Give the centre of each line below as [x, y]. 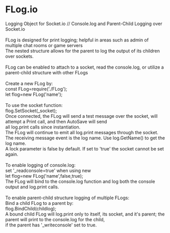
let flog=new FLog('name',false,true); [44, 176]
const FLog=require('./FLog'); [36, 89]
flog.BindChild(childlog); [31, 208]
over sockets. [20, 56]
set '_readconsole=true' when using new [48, 171]
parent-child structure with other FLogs [47, 72]
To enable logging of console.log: [40, 165]
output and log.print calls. [32, 187]
